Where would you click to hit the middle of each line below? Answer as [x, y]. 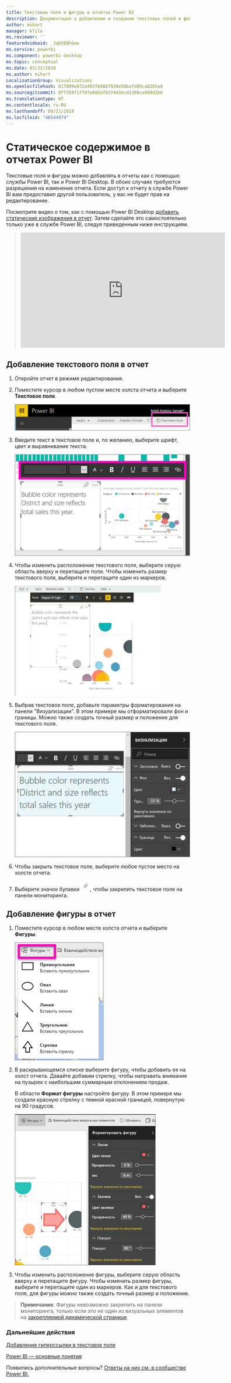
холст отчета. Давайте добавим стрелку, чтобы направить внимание [101, 1075]
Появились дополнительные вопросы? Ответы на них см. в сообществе [96, 1368]
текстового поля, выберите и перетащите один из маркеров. [90, 578]
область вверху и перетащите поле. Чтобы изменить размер [91, 572]
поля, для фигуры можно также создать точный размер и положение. [102, 1293]
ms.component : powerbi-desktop [44, 56]
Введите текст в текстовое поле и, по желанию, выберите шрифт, [96, 440]
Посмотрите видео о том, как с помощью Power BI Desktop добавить [92, 212]
